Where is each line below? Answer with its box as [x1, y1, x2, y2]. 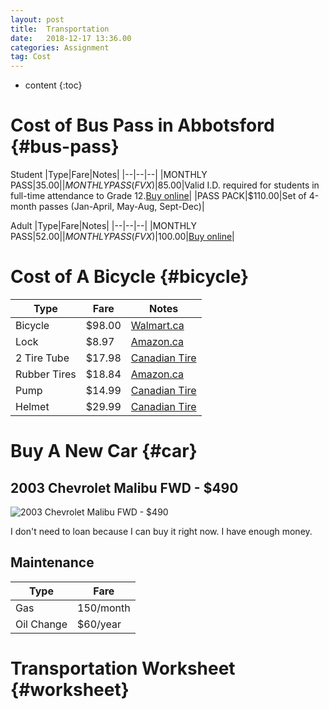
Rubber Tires [15, 367, 77, 381]
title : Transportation [10, 24, 110, 34]
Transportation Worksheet [10, 657, 236, 680]
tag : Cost [10, 52, 52, 62]
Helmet [15, 400, 50, 413]
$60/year [77, 617, 122, 631]
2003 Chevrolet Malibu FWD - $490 [10, 479, 239, 496]
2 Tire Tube [15, 351, 70, 365]
